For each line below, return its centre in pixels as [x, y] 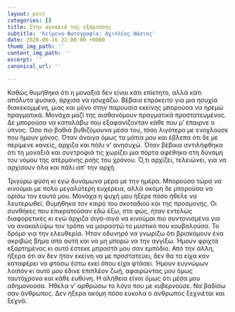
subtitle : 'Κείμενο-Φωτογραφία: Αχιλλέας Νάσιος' [82, 33]
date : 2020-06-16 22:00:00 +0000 [56, 40]
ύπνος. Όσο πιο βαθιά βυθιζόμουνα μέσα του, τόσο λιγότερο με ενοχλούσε [118, 130]
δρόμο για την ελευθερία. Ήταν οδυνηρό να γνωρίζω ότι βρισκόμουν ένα [115, 233]
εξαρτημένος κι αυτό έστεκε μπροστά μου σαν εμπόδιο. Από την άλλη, [111, 248]
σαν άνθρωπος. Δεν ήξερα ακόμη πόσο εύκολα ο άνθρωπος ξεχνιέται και [116, 293]
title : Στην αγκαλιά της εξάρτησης [59, 27]
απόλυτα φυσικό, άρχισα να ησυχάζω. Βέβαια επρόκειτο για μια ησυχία [113, 100]
